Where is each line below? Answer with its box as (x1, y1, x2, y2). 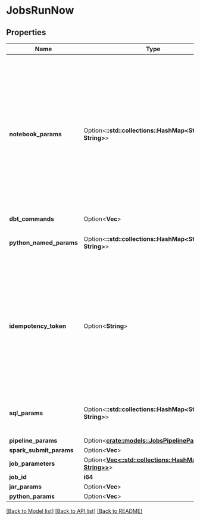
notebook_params (9, 130, 62, 138)
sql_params (9, 409, 43, 417)
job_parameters (9, 459, 55, 468)
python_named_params (9, 239, 79, 247)
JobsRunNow (6, 4, 74, 17)
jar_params (9, 483, 42, 491)
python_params (9, 492, 55, 500)
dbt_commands (9, 215, 55, 223)
